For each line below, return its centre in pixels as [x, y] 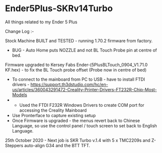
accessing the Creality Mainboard [53, 110]
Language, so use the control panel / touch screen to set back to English [84, 126]
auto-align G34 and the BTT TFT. [57, 145]
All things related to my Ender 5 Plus [41, 22]
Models [20, 95]
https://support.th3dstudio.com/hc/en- [69, 84]
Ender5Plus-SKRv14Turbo [59, 8]
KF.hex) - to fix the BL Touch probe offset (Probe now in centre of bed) [76, 70]
